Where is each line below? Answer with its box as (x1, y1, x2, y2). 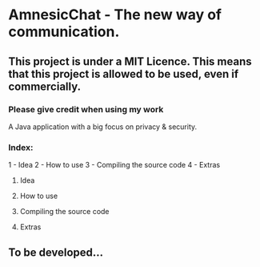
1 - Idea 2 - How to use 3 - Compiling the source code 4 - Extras (8, 160, 221, 170)
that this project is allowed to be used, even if (8, 67, 239, 81)
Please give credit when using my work (8, 103, 164, 115)
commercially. (8, 79, 82, 93)
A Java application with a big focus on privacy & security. (8, 122, 198, 131)
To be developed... (8, 245, 104, 259)
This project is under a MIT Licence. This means (8, 55, 252, 68)
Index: (8, 142, 34, 153)
